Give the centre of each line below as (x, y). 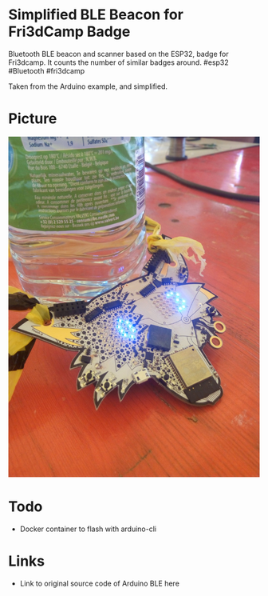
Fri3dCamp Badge (69, 32)
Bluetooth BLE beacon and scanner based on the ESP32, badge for (118, 54)
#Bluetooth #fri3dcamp (47, 70)
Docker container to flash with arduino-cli (88, 529)
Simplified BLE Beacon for (96, 15)
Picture (33, 119)
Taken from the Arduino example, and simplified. (88, 86)
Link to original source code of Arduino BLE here (99, 583)
